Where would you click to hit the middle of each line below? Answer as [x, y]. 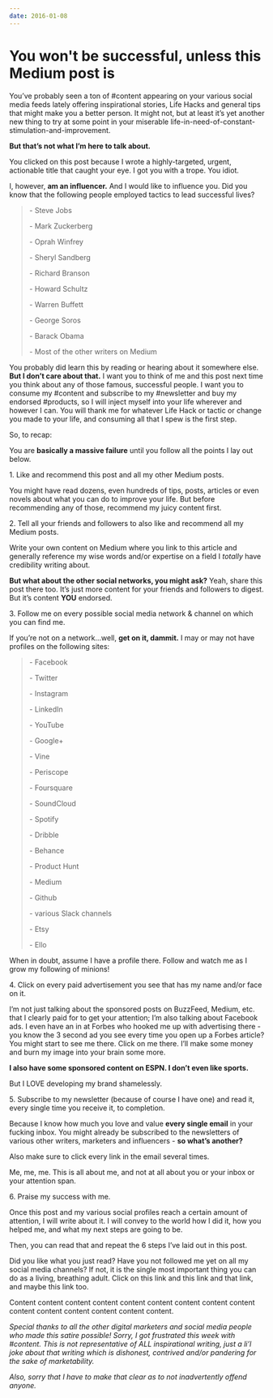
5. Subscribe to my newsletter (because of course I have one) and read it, [132, 1099]
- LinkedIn [46, 709]
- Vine [39, 756]
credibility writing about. [50, 565]
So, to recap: [30, 434]
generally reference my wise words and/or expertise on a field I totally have [135, 556]
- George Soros [55, 320]
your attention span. [43, 1181]
